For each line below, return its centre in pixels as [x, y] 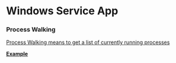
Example [17, 54]
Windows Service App [62, 11]
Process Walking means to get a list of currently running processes [88, 42]
